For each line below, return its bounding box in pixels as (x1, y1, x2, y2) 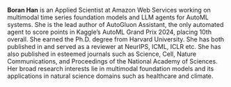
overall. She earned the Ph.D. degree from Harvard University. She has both (7, 35, 225, 43)
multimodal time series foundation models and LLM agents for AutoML (7, 13, 209, 21)
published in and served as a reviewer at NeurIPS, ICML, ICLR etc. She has (7, 43, 221, 50)
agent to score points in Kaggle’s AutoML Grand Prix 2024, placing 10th (7, 28, 212, 36)
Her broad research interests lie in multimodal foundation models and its (7, 65, 214, 72)
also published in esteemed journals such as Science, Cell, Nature (7, 50, 197, 58)
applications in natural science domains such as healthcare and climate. (7, 72, 214, 80)
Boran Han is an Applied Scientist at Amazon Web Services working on (7, 6, 211, 14)
